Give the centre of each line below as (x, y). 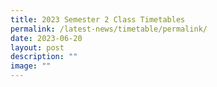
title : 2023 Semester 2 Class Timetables (98, 19)
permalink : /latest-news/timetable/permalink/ (109, 29)
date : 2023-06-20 (46, 38)
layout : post (37, 47)
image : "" (31, 66)
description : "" (44, 57)
